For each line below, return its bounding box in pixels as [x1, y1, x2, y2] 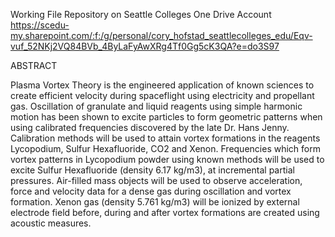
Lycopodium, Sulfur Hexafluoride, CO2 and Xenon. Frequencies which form [10, 143, 321, 154]
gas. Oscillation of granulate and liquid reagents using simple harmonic [10, 100, 303, 112]
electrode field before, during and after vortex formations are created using [10, 207, 320, 218]
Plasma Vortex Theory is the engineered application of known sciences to [10, 79, 315, 91]
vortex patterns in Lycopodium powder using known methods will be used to [10, 154, 325, 165]
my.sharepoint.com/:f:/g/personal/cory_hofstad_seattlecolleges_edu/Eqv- [10, 30, 313, 41]
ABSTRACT [10, 60, 58, 71]
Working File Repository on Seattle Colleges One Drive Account [10, 9, 272, 20]
